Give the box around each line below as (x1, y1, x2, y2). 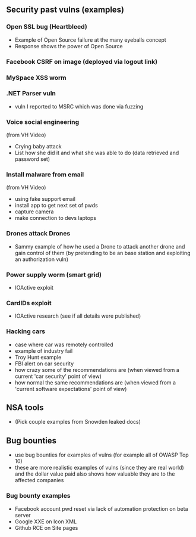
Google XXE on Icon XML (14, 518, 77, 525)
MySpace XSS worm (6, 73, 67, 82)
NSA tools (6, 402, 44, 412)
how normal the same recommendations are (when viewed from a (14, 378, 176, 386)
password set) (14, 156, 50, 163)
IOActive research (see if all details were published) (14, 312, 141, 319)
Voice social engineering (6, 117, 80, 126)
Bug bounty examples (6, 492, 71, 500)
